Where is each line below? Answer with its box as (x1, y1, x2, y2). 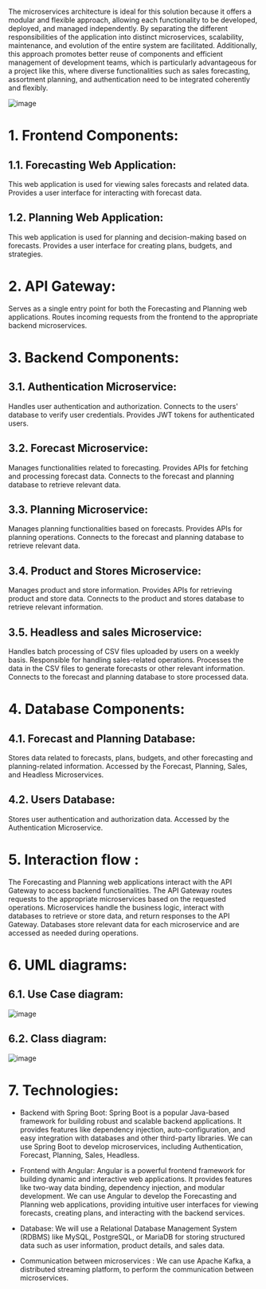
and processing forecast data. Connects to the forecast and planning (8, 471, 235, 481)
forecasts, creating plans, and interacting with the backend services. (19, 1208, 245, 1217)
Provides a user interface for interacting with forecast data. (8, 188, 202, 197)
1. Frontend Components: (8, 127, 179, 145)
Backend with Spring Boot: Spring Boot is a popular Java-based (19, 1108, 229, 1117)
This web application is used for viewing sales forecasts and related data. (8, 180, 249, 188)
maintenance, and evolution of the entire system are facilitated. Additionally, (8, 41, 257, 50)
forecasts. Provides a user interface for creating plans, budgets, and (8, 240, 233, 250)
